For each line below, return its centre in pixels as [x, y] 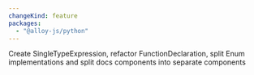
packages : [25, 23]
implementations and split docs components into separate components [127, 62]
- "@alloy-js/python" [52, 31]
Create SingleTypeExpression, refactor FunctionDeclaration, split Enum [127, 54]
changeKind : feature [43, 16]
